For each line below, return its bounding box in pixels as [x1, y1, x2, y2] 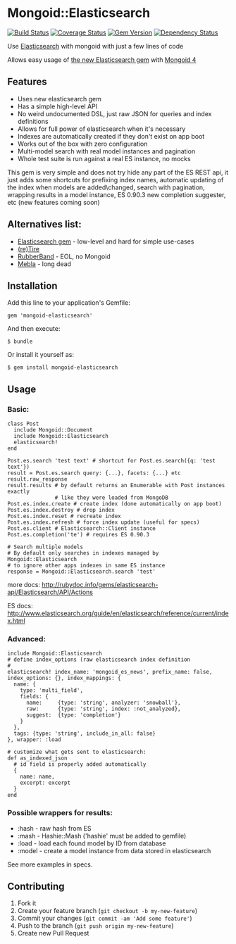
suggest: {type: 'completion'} [25, 712, 121, 719]
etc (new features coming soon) [7, 198, 100, 206]
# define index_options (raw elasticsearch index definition [7, 656, 191, 663]
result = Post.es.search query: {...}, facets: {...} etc [7, 470, 181, 477]
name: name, [20, 773, 55, 781]
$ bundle [7, 338, 33, 346]
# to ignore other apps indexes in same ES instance [7, 562, 166, 569]
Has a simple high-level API [17, 102, 97, 111]
